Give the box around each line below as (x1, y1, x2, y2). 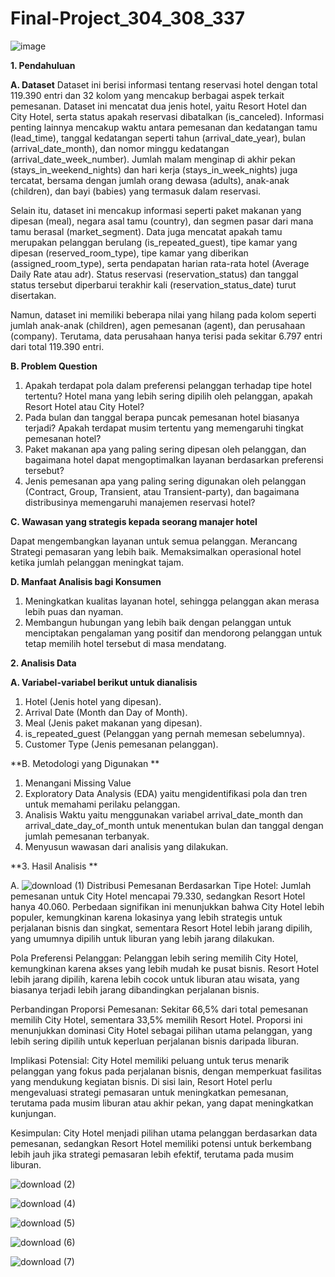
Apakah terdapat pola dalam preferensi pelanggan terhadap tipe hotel (24, 379, 312, 391)
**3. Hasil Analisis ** (10, 860, 98, 872)
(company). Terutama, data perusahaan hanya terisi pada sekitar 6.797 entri (10, 330, 323, 342)
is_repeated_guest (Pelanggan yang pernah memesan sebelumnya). (24, 727, 306, 739)
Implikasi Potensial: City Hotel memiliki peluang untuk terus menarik (10, 1054, 290, 1066)
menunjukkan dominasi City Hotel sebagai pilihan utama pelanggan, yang (10, 1024, 313, 1036)
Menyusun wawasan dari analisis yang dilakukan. (24, 840, 229, 852)
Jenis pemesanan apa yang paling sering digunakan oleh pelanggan (24, 475, 307, 487)
